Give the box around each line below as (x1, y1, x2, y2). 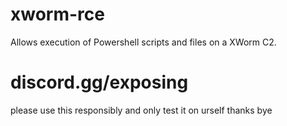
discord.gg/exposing (10, 71, 189, 94)
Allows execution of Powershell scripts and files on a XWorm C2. (10, 36, 277, 48)
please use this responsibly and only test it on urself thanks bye (10, 104, 273, 116)
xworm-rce (10, 3, 105, 26)
